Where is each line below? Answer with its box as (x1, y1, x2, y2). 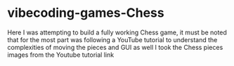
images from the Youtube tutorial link (7, 51, 115, 59)
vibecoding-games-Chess (7, 5, 164, 21)
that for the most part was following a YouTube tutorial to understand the (7, 35, 218, 44)
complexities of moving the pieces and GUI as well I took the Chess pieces (7, 43, 223, 51)
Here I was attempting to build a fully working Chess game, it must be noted (7, 28, 227, 37)
